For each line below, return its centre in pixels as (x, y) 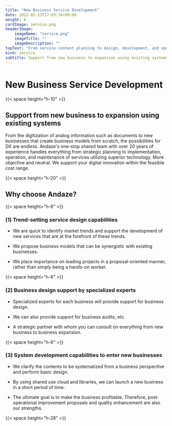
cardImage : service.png (31, 24)
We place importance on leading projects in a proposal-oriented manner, (89, 262)
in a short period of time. (39, 387)
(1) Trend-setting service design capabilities (61, 220)
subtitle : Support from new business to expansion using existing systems (87, 58)
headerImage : (19, 29)
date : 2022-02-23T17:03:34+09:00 (41, 15)
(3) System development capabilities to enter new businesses (84, 355)
